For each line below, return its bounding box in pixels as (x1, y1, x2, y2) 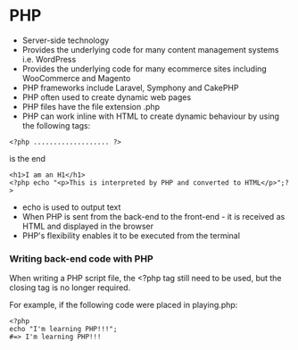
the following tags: (21, 120, 91, 130)
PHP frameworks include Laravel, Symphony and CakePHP (21, 82, 239, 93)
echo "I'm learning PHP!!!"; (9, 325, 118, 334)
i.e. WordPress (21, 54, 77, 64)
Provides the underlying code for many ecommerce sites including (21, 63, 268, 74)
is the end (9, 153, 46, 163)
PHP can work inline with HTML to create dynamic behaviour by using (21, 111, 279, 121)
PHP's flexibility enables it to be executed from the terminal (21, 229, 241, 241)
